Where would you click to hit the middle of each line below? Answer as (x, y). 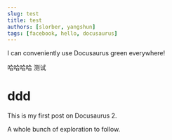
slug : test (23, 14)
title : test (25, 20)
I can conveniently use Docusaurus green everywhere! (86, 53)
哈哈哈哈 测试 (27, 68)
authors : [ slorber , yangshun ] (52, 27)
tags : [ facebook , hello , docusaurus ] (62, 33)
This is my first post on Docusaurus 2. (62, 115)
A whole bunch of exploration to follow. (64, 129)
